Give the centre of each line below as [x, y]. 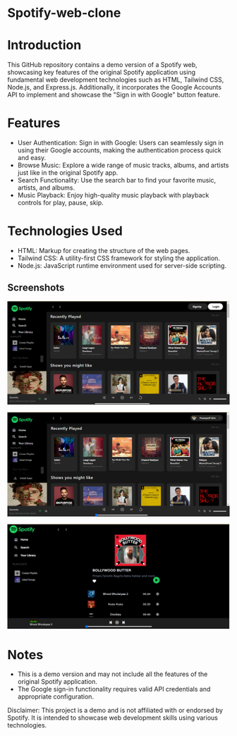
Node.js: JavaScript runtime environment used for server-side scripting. [122, 265]
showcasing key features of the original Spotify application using [102, 73]
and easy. [32, 158]
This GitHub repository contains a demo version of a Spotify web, [102, 65]
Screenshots [36, 288]
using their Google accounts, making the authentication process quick [119, 150]
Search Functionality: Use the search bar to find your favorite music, [117, 180]
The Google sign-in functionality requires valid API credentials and [114, 689]
